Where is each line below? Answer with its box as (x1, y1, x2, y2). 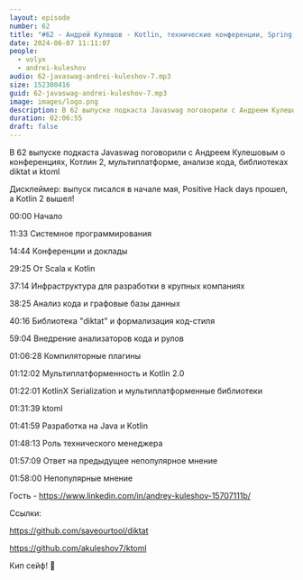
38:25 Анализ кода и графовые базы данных (9, 299, 180, 308)
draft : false (9, 123, 59, 132)
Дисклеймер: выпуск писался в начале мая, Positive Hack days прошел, (9, 184, 289, 194)
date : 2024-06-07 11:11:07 (9, 38, 111, 48)
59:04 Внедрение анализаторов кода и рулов (9, 333, 185, 344)
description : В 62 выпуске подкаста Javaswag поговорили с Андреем (9, 106, 269, 115)
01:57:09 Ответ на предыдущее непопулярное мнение (9, 456, 218, 465)
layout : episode (9, 13, 70, 23)
